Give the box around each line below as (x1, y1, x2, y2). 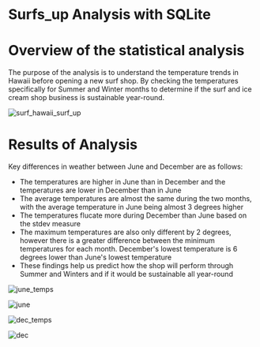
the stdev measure (19, 219, 81, 229)
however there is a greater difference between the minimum (19, 236, 215, 245)
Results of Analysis (8, 136, 138, 154)
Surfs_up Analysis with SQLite (8, 6, 211, 24)
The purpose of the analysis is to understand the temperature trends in (8, 68, 239, 77)
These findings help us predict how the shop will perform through (19, 261, 234, 271)
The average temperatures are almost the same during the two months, (19, 194, 252, 203)
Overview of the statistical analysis (8, 42, 245, 60)
